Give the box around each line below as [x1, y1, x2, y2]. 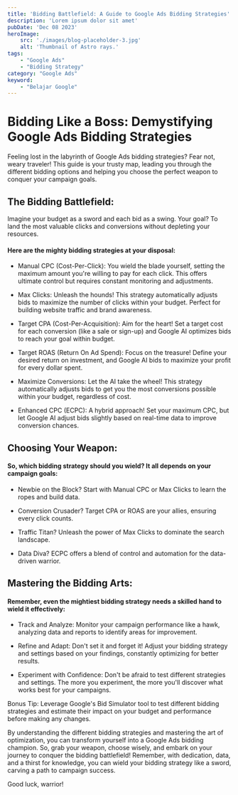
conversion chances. [17, 421, 80, 430]
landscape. [17, 535, 51, 544]
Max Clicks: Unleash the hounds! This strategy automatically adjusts [17, 291, 218, 299]
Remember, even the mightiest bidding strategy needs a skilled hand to [7, 597, 222, 605]
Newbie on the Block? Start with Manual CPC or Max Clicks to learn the [17, 485, 227, 493]
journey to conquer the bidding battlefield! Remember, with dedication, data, [7, 751, 231, 759]
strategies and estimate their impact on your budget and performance [7, 707, 212, 715]
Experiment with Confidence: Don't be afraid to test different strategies [17, 671, 226, 679]
